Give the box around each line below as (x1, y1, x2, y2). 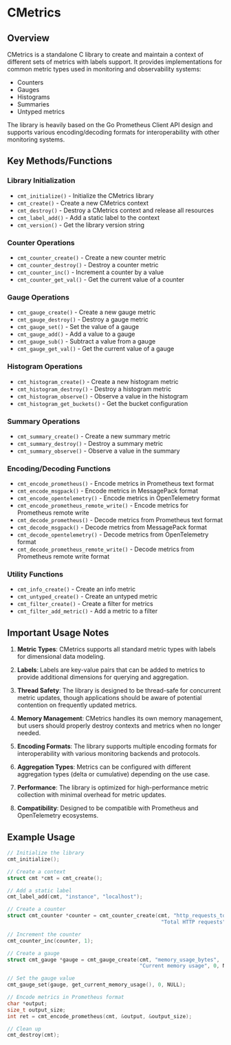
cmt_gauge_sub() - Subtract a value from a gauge (16, 337, 156, 346)
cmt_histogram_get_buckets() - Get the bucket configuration (16, 399, 188, 407)
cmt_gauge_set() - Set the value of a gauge (16, 323, 140, 331)
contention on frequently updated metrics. (16, 701, 137, 709)
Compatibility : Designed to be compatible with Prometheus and (16, 804, 199, 812)
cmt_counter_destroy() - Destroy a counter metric (16, 260, 159, 269)
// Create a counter (7, 906, 67, 913)
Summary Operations (7, 416, 80, 426)
